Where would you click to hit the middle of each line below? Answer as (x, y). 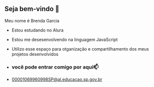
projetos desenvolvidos (35, 54)
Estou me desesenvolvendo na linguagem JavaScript (65, 39)
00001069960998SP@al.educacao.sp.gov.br (57, 79)
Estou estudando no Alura (37, 30)
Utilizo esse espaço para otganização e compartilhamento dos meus (80, 49)
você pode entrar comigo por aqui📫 (55, 67)
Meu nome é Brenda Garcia (32, 20)
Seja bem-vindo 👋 (32, 9)
